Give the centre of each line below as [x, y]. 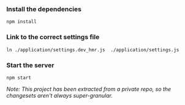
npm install [21, 22]
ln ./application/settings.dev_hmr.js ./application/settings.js [93, 50]
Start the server [30, 65]
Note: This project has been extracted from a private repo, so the [89, 89]
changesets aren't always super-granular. [60, 95]
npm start [19, 78]
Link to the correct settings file [53, 37]
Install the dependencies [44, 9]
